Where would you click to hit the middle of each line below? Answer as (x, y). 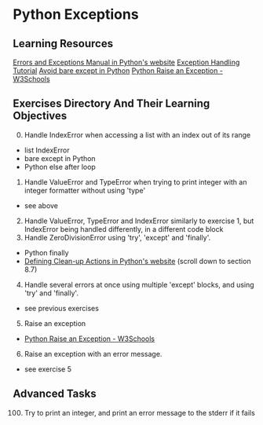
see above (41, 205)
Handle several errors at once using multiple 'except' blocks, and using (139, 284)
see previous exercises (61, 308)
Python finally (46, 252)
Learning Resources (63, 44)
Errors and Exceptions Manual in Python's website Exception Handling (126, 62)
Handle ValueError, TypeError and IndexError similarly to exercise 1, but (139, 221)
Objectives (40, 116)
